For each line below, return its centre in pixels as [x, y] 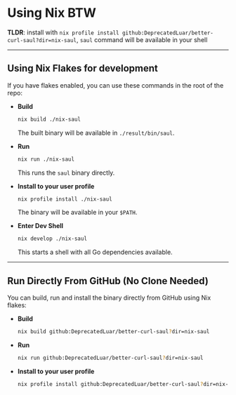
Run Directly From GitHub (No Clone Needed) [108, 281]
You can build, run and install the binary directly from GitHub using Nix [109, 298]
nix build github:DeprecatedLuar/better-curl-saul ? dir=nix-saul [113, 332]
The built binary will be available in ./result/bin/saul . [96, 133]
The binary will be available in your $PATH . [77, 213]
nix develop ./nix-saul [52, 239]
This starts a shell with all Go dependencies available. [95, 252]
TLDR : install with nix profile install [63, 32]
